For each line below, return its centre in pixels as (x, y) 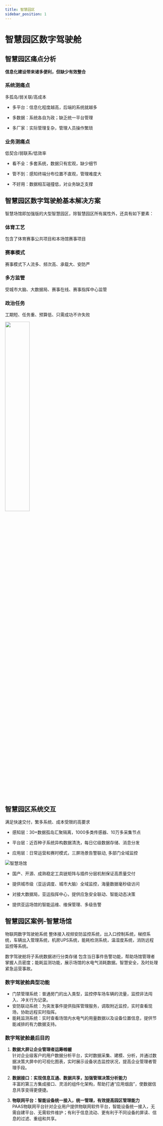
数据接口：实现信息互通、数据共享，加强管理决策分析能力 (69, 1078)
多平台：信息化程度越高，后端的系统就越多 (55, 107)
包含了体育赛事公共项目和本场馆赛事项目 (45, 239)
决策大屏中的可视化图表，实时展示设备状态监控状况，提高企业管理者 (84, 1061)
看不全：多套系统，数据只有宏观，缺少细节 (55, 164)
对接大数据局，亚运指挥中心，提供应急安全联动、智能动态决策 (74, 894)
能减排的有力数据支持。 (35, 1024)
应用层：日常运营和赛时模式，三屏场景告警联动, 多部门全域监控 (75, 853)
